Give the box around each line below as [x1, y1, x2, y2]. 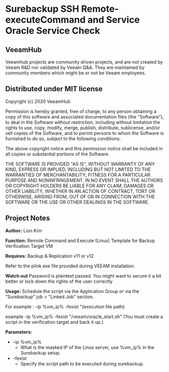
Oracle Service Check [5, 25, 100, 36]
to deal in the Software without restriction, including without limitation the [5, 119, 160, 125]
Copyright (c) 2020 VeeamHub [5, 98, 71, 104]
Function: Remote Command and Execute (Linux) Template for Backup [5, 237, 155, 244]
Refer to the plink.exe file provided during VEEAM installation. [5, 263, 135, 269]
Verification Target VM [5, 243, 53, 249]
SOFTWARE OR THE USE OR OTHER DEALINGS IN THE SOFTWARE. [5, 199, 149, 205]
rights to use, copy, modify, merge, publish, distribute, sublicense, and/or [5, 124, 160, 131]
